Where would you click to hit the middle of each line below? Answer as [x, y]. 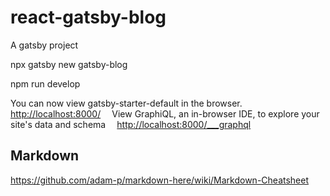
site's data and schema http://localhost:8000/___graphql [131, 124]
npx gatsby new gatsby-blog [69, 64]
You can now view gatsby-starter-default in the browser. [126, 103]
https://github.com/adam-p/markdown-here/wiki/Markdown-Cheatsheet [160, 180]
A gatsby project [44, 45]
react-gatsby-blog [88, 17]
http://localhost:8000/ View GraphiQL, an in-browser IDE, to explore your [165, 113]
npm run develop [45, 83]
